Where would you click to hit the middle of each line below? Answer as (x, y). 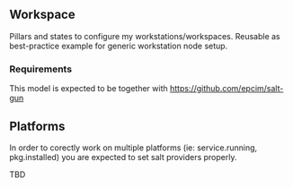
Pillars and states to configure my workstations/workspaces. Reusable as (145, 36)
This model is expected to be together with (89, 89)
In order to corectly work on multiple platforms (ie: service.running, (133, 148)
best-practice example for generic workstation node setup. (119, 46)
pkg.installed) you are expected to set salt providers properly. (123, 157)
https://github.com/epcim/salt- (226, 89)
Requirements (41, 69)
